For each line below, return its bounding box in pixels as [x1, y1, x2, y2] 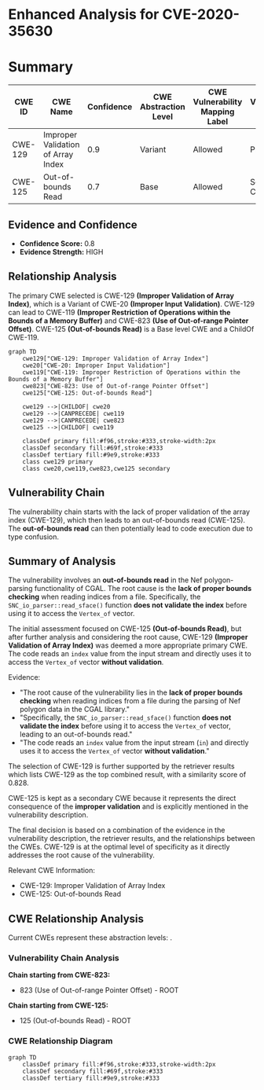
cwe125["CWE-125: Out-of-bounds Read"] [22, 389, 153, 397]
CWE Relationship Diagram [8, 1036, 113, 1047]
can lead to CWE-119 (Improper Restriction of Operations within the [8, 307, 231, 317]
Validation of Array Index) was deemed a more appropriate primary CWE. [8, 640, 248, 650]
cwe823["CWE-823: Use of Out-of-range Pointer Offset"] [22, 382, 210, 390]
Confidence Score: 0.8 [19, 238, 95, 248]
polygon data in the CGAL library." [19, 705, 130, 714]
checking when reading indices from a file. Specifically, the [8, 592, 201, 602]
